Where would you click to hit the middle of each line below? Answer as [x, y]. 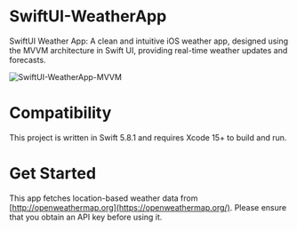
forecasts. [28, 60]
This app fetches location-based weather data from [104, 198]
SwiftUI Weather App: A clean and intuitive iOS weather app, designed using [149, 41]
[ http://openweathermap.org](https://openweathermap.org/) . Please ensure [148, 207]
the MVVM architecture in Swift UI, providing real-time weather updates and [148, 50]
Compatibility [60, 113]
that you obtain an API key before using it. [86, 217]
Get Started [52, 174]
